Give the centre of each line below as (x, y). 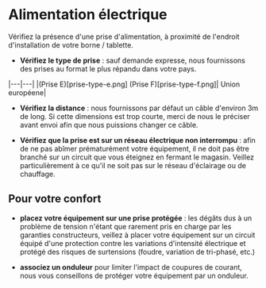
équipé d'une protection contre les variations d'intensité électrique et (133, 243)
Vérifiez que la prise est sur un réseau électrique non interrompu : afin (138, 140)
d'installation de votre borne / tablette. (71, 44)
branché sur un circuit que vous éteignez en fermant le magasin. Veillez (137, 157)
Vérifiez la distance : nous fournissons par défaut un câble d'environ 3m (139, 108)
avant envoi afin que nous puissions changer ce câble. (109, 125)
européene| (27, 92)
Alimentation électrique (88, 15)
